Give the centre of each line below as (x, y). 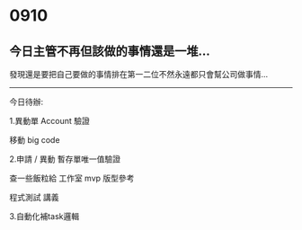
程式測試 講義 (34, 197)
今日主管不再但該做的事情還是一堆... (110, 51)
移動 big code (35, 140)
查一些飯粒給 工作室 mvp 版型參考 (72, 178)
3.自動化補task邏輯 (44, 216)
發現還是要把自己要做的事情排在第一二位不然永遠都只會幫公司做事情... (139, 74)
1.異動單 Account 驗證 (49, 121)
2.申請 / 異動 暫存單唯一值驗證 (65, 159)
